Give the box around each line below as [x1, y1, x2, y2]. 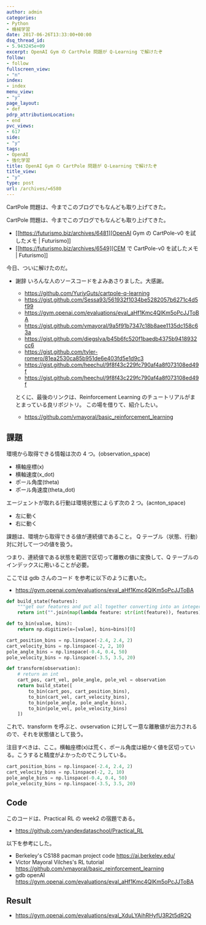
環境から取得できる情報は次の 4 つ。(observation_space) [6, 450, 151, 457]
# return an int [17, 671, 59, 677]
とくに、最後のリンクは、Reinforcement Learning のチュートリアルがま [15, 393, 196, 400]
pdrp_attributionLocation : [6, 112, 75, 118]
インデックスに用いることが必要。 [6, 561, 93, 568]
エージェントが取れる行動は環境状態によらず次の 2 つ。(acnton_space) [6, 499, 186, 506]
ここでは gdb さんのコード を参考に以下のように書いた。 [6, 574, 150, 581]
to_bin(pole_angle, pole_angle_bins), [28, 699, 128, 706]
